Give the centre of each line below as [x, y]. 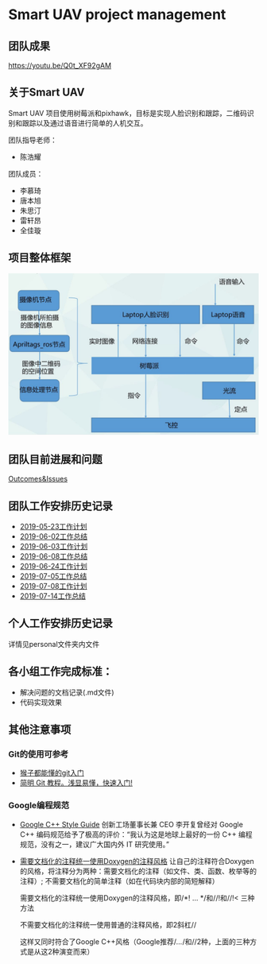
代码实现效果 [41, 702]
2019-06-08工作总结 [54, 556]
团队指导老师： [33, 140]
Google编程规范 [39, 806]
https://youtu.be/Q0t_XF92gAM [60, 66]
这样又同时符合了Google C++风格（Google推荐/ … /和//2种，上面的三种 [135, 941]
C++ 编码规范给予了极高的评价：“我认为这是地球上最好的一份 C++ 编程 [136, 834]
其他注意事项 [40, 730]
